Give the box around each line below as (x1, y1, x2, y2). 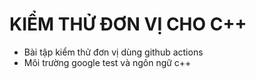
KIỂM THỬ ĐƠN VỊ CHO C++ (9, 13, 247, 36)
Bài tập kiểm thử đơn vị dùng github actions (23, 46, 204, 58)
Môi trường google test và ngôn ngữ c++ (23, 56, 192, 68)
